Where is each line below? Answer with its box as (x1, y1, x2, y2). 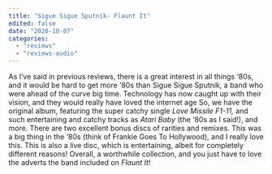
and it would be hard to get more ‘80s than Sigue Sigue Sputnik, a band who (8, 80, 264, 90)
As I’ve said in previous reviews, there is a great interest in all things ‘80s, (8, 72, 254, 81)
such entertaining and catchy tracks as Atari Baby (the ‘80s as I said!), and (8, 115, 258, 124)
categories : (8, 34, 49, 43)
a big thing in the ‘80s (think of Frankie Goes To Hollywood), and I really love (8, 132, 264, 142)
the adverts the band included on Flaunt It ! (8, 158, 151, 167)
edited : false (8, 19, 57, 28)
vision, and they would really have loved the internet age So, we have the (8, 98, 253, 107)
